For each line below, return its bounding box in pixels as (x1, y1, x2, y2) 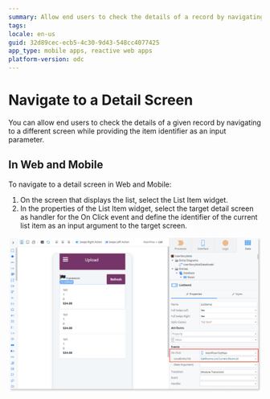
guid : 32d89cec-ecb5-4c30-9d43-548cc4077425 (8, 39, 160, 47)
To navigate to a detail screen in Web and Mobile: (8, 179, 172, 189)
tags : (8, 21, 27, 30)
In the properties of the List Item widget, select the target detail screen (19, 204, 254, 213)
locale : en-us (8, 30, 56, 38)
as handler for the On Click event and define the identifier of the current (19, 212, 258, 221)
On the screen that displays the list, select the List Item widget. (19, 195, 229, 204)
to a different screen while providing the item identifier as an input (8, 125, 227, 136)
